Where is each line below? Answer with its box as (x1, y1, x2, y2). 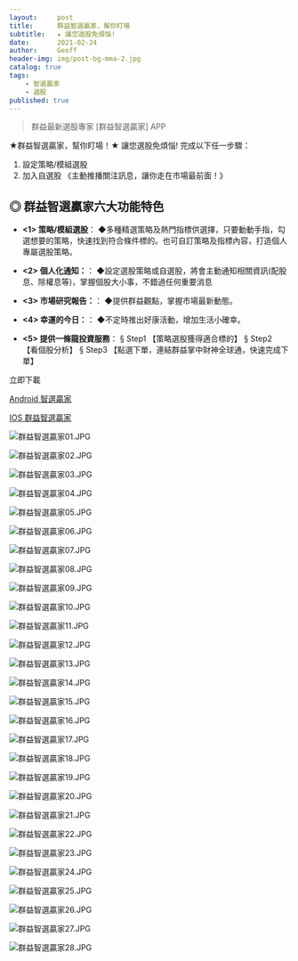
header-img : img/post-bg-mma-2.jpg (9, 54, 141, 63)
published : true (9, 95, 69, 105)
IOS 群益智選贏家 (9, 412, 72, 423)
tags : (9, 71, 29, 80)
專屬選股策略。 (21, 247, 77, 257)
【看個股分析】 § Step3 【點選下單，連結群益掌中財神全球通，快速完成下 (21, 345, 289, 355)
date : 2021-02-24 (9, 37, 98, 47)
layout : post (9, 12, 74, 22)
